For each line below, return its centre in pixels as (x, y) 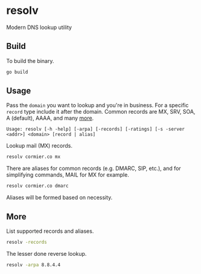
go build (17, 72)
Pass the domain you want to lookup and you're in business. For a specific (97, 105)
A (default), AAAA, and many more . (50, 118)
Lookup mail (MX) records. (39, 146)
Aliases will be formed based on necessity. (59, 198)
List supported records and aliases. (50, 231)
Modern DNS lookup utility (39, 27)
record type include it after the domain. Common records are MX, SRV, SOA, (101, 112)
